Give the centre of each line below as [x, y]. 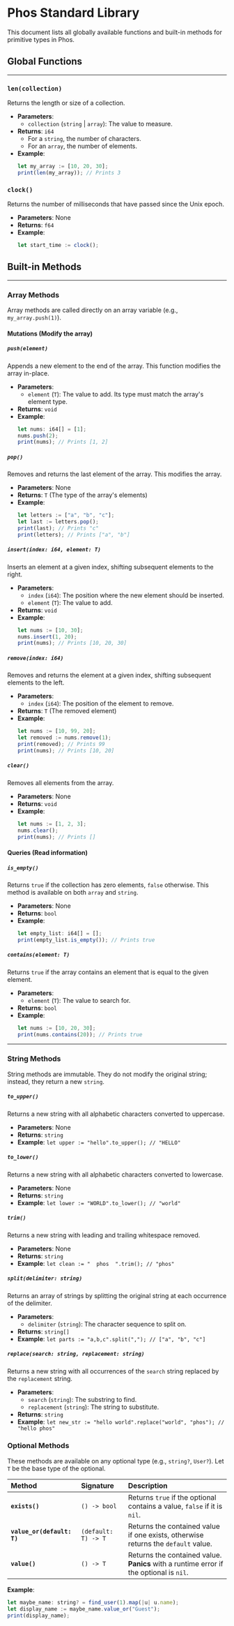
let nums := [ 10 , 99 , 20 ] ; [56, 731]
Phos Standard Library [73, 13]
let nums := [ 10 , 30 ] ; [50, 630]
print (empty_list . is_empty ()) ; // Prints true [86, 940]
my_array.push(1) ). [34, 318]
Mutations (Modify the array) [50, 334]
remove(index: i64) [36, 658]
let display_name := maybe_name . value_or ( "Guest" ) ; [84, 1609]
